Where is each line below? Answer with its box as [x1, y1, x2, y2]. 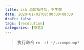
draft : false [5, 16, 32, 21]
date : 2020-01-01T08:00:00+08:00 [5, 12, 73, 17]
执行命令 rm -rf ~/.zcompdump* [17, 40, 80, 46]
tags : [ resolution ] [5, 21, 45, 26]
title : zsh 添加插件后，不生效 [5, 7, 62, 12]
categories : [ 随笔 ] [5, 25, 43, 30]
